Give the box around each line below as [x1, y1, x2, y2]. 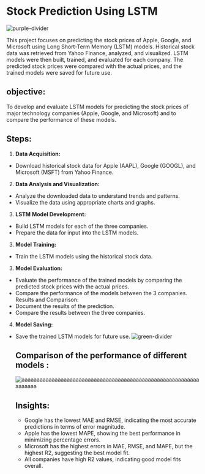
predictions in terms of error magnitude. [24, 423, 125, 431]
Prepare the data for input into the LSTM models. [15, 228, 139, 236]
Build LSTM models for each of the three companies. [15, 222, 149, 230]
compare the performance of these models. [6, 116, 116, 123]
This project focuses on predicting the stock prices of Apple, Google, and [6, 36, 192, 43]
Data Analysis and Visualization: [15, 180, 100, 187]
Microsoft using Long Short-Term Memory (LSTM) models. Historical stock [6, 43, 195, 50]
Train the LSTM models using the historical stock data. [15, 252, 153, 260]
